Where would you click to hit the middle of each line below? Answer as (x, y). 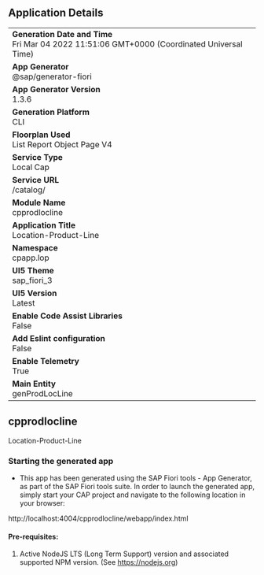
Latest (24, 302)
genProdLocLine (42, 393)
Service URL (36, 180)
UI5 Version (35, 293)
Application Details (56, 13)
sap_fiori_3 (32, 280)
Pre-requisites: (33, 536)
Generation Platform (51, 112)
